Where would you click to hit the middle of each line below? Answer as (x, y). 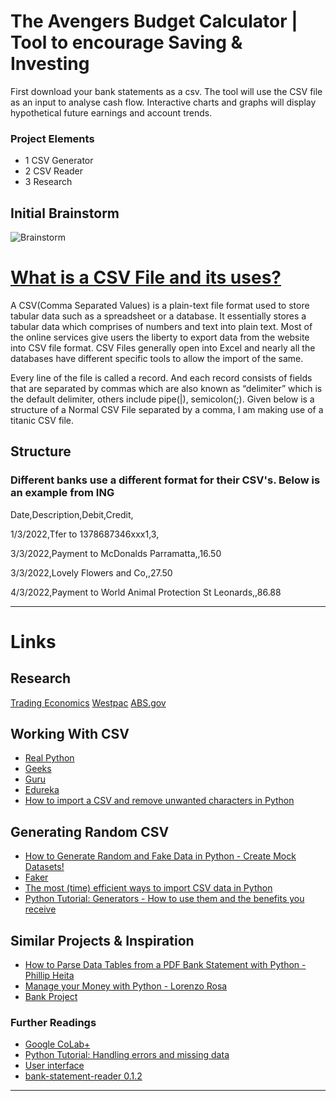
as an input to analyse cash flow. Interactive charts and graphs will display (163, 102)
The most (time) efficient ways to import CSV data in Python (148, 888)
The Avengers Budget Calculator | (154, 21)
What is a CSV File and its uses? (146, 277)
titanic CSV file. (42, 420)
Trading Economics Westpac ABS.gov (88, 702)
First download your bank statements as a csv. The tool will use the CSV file (166, 91)
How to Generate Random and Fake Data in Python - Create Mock (160, 856)
